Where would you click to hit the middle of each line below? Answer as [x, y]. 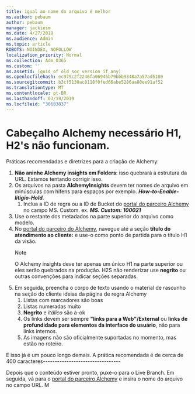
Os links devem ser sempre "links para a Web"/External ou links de [105, 319]
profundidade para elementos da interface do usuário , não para [102, 325]
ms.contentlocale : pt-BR [36, 93]
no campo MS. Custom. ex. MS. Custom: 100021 [82, 210]
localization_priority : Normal [44, 55]
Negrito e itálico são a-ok [54, 313]
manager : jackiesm [28, 28]
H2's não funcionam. [58, 145]
